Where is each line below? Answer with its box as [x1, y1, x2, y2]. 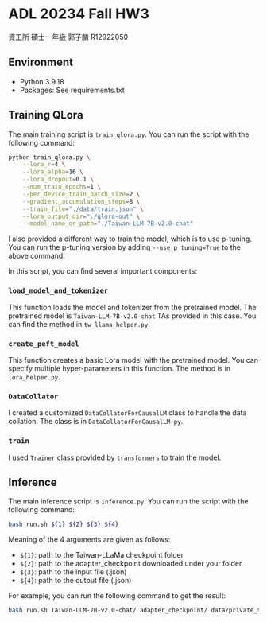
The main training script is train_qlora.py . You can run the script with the [8, 129, 250, 139]
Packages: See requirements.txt [19, 85, 125, 95]
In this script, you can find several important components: [8, 266, 197, 276]
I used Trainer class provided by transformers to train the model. [8, 453, 222, 462]
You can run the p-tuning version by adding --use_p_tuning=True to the [8, 243, 241, 252]
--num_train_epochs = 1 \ [22, 183, 102, 191]
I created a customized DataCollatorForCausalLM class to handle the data [8, 408, 247, 418]
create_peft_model [8, 339, 79, 348]
